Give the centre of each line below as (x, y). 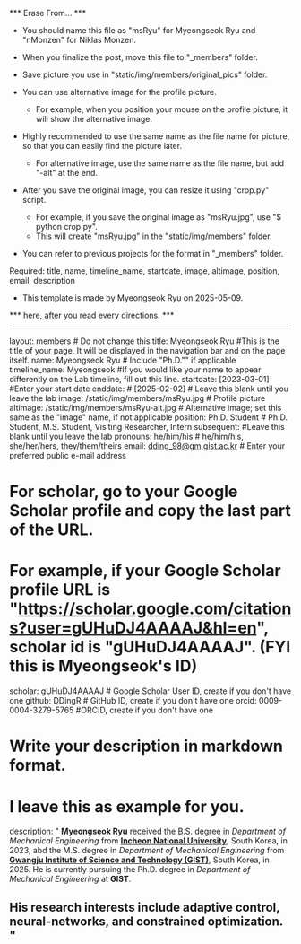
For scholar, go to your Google (124, 492)
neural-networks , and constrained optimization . (146, 921)
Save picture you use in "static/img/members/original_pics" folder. (145, 74)
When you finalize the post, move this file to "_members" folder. (140, 57)
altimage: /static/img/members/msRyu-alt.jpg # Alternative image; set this (146, 408)
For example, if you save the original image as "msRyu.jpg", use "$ (159, 217)
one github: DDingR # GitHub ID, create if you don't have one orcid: (133, 701)
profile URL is (60, 590)
